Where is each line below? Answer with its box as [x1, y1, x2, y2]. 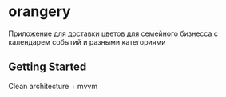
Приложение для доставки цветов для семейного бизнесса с [8, 29, 218, 38]
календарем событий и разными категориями [8, 37, 166, 46]
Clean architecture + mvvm [8, 81, 98, 91]
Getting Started [8, 60, 87, 74]
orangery [8, 2, 71, 21]
